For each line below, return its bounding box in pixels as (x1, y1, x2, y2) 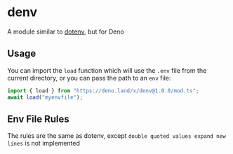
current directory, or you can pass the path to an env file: (7, 73, 171, 82)
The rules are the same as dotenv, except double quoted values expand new (7, 132, 226, 140)
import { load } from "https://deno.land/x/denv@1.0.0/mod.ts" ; (7, 87, 199, 94)
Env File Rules (7, 113, 70, 125)
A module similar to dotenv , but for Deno (7, 27, 124, 36)
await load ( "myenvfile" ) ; (7, 94, 83, 101)
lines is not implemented (7, 139, 81, 148)
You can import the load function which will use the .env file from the (7, 66, 207, 74)
